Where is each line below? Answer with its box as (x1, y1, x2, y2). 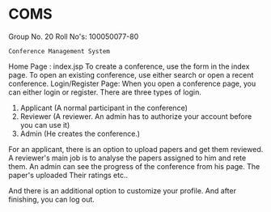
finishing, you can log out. (8, 194, 95, 204)
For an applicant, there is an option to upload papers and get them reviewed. (8, 144, 264, 154)
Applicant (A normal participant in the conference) (19, 103, 188, 112)
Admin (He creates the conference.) (19, 129, 140, 138)
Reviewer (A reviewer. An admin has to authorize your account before (19, 111, 252, 121)
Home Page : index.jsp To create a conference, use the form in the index (8, 61, 250, 71)
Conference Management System (8, 47, 111, 55)
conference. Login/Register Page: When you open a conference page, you (8, 78, 256, 88)
